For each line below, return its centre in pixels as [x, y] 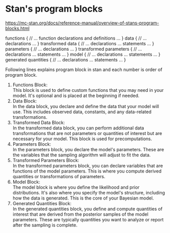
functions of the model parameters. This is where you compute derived [87, 171]
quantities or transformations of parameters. [59, 176]
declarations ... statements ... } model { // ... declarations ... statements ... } [83, 54]
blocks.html [17, 28]
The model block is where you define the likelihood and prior [76, 187]
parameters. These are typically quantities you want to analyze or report [88, 219]
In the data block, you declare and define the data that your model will [86, 106]
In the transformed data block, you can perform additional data [78, 128]
